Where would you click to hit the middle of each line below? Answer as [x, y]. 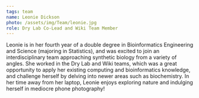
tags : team [20, 12]
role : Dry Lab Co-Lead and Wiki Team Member [62, 28]
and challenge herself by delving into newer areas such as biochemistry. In [98, 76]
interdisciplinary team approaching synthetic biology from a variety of [91, 57]
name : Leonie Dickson [33, 17]
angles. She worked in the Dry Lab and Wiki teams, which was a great [91, 64]
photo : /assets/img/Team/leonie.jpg [51, 22]
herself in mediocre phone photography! [56, 89]
